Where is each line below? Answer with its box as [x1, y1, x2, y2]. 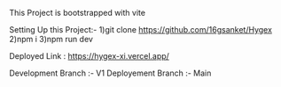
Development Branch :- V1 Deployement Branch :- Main [9, 68, 212, 78]
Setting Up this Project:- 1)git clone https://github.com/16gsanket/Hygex [9, 25, 273, 34]
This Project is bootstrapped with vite [9, 8, 146, 18]
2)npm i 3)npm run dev [9, 34, 93, 44]
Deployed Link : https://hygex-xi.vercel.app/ [9, 51, 170, 61]
